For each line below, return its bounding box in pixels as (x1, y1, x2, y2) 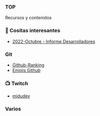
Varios (5, 106, 21, 113)
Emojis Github (12, 67, 41, 73)
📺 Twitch (5, 80, 29, 87)
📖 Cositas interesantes (5, 27, 61, 34)
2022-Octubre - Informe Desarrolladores (12, 38, 96, 44)
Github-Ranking (12, 62, 44, 68)
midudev (12, 93, 31, 99)
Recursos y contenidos (5, 15, 52, 21)
